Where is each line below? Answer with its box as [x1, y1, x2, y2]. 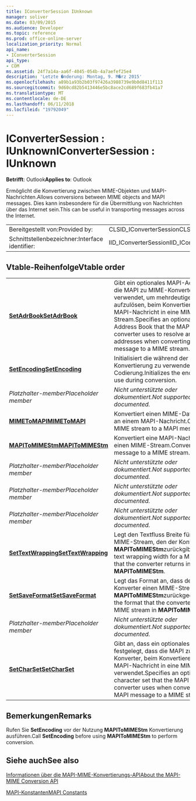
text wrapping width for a [113, 553, 183, 561]
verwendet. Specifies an [113, 669, 179, 677]
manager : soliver [6, 14, 48, 20]
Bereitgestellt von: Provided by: [9, 225, 93, 234]
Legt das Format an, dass [113, 577, 183, 585]
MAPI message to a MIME [113, 691, 184, 699]
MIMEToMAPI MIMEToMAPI [9, 417, 86, 425]
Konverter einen [113, 584, 158, 592]
